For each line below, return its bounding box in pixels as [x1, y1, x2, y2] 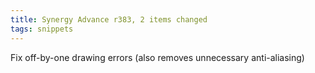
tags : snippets [10, 24, 74, 34]
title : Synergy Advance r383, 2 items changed [10, 14, 208, 25]
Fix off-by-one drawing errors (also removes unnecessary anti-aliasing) [10, 51, 305, 63]
